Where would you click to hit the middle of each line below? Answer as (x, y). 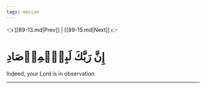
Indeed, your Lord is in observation (51, 73)
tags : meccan (23, 12)
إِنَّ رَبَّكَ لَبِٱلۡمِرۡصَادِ (56, 56)
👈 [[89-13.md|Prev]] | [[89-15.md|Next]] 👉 (62, 30)
